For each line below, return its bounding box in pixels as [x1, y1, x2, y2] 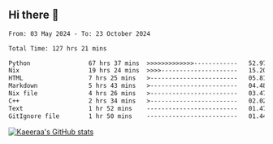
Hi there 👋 [8, 8, 59, 22]
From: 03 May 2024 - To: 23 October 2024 [8, 29, 151, 37]
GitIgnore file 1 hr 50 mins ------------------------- [8, 111, 238, 120]
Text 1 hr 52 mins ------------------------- [8, 104, 238, 112]
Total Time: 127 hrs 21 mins [8, 44, 107, 53]
